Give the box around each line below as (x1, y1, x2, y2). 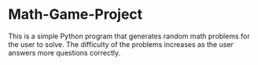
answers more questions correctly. (8, 48, 121, 57)
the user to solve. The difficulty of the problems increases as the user (8, 39, 234, 49)
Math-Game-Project (8, 5, 143, 23)
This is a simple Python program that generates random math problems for (8, 31, 250, 41)
